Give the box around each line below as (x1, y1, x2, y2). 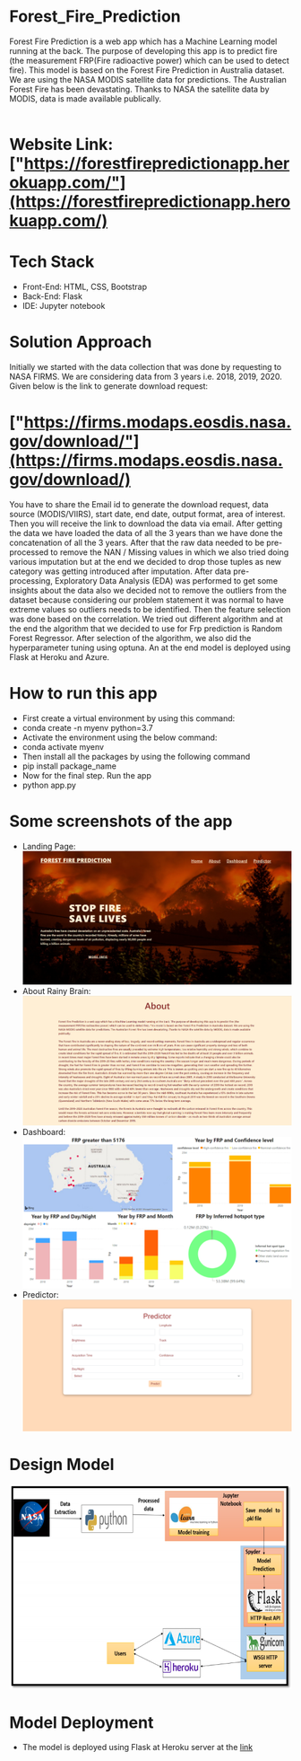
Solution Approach (9, 332, 152, 352)
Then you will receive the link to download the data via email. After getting (9, 518, 283, 529)
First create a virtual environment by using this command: (21, 712, 236, 724)
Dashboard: (21, 1127, 66, 1138)
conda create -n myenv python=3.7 (21, 722, 154, 733)
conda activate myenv (21, 741, 105, 752)
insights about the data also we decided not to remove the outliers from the (9, 585, 288, 595)
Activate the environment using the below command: (21, 732, 218, 743)
